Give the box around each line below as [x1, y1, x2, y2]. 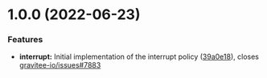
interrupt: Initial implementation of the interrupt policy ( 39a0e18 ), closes [18, 52, 259, 61]
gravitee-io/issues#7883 [18, 60, 101, 70]
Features [7, 34, 43, 45]
